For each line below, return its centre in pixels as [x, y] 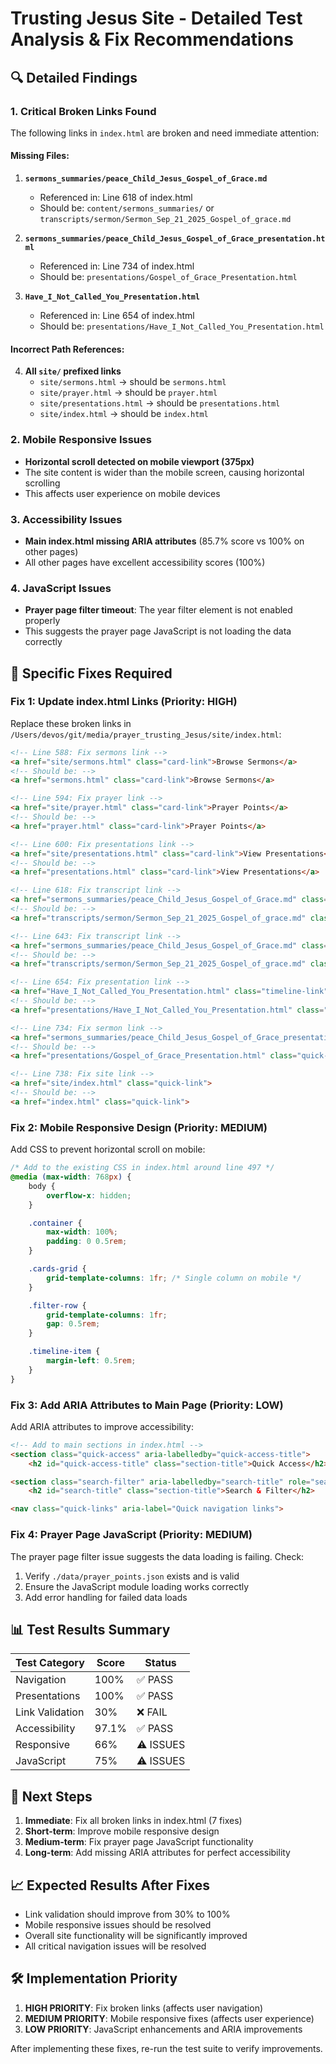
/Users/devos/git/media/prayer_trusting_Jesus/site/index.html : [146, 734]
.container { [55, 1223]
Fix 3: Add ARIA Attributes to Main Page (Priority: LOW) [147, 1405]
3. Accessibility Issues [66, 519]
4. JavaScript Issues [61, 588]
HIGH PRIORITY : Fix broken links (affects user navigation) [144, 2008]
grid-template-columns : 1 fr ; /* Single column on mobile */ [174, 1278]
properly [42, 621]
